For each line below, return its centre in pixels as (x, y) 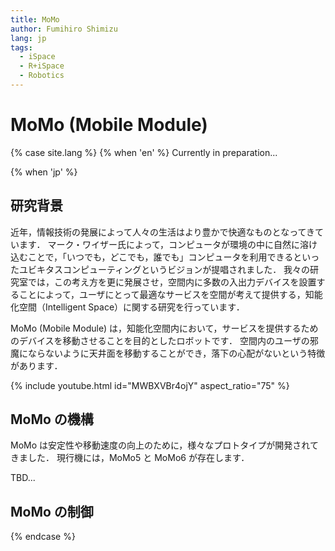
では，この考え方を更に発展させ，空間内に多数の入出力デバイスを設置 (172, 282)
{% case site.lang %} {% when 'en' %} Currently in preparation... (144, 152)
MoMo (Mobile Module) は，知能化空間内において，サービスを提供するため (164, 328)
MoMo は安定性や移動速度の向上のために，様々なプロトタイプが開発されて (164, 445)
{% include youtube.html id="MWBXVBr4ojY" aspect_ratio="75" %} (150, 385)
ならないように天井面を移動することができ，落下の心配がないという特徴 (176, 353)
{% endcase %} (43, 537)
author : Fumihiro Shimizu (64, 29)
